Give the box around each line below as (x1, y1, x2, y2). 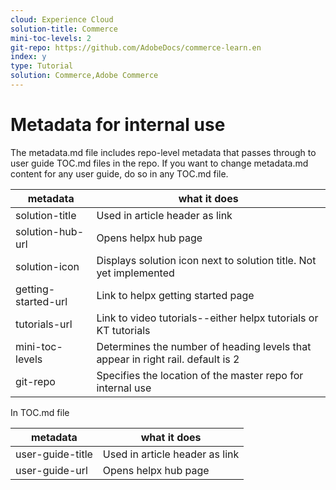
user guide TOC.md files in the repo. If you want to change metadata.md (10, 157, 309, 169)
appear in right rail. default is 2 (96, 352, 240, 366)
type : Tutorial (10, 61, 74, 71)
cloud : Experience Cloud (10, 14, 114, 25)
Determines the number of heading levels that (96, 339, 312, 353)
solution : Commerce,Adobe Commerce (10, 71, 159, 81)
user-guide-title (15, 447, 93, 461)
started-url (15, 294, 68, 308)
